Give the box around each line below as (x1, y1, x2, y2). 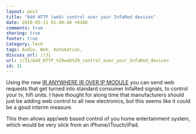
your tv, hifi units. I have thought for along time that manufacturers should (6, 91, 184, 98)
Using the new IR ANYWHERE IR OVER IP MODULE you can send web (6, 79, 175, 86)
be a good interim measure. (6, 104, 73, 111)
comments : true (6, 25, 43, 31)
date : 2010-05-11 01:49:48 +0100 (6, 19, 88, 25)
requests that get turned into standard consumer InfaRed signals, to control (6, 85, 188, 92)
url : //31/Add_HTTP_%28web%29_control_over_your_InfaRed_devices (6, 57, 169, 63)
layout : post (6, 8, 38, 15)
